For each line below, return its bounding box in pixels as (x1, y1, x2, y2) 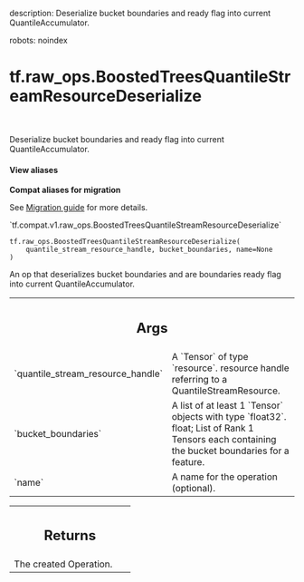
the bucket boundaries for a (171, 444, 290, 457)
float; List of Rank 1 (171, 422, 255, 434)
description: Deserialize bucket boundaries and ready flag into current (9, 8, 271, 18)
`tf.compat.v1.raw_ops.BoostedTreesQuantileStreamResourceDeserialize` (9, 219, 282, 230)
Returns (43, 527, 97, 545)
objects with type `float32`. (171, 410, 287, 422)
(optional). (171, 481, 216, 494)
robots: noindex (9, 35, 68, 45)
